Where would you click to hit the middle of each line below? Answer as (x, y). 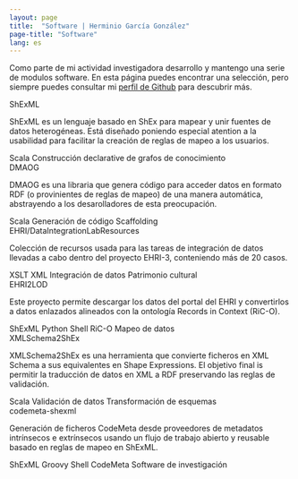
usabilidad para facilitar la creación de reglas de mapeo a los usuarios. (140, 141)
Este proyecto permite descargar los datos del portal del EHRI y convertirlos (149, 302)
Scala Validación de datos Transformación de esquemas (113, 402)
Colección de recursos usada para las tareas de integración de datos (136, 248)
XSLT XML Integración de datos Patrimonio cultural (103, 275)
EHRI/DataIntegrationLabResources (75, 231)
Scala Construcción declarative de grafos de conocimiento (118, 158)
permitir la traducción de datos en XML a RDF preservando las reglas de (142, 375)
